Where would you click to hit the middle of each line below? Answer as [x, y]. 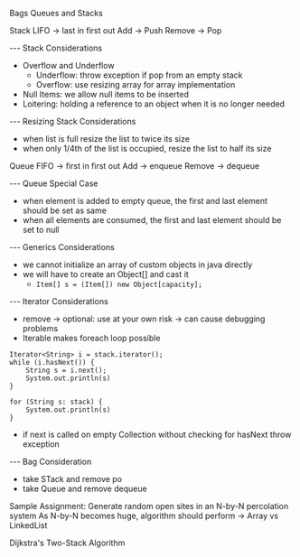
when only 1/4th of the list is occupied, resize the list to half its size [147, 149]
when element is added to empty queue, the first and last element [145, 201]
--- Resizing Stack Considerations [73, 121]
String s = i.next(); [66, 370]
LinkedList [28, 525]
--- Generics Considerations [62, 247]
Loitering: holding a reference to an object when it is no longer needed [154, 104]
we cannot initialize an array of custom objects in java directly [137, 265]
